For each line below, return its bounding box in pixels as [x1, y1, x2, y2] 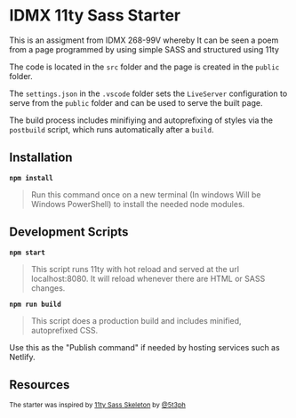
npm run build [9, 300, 62, 309]
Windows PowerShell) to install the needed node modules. [30, 198, 245, 209]
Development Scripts [9, 224, 129, 240]
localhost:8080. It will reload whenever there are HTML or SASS [30, 273, 266, 284]
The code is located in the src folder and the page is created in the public [9, 61, 280, 72]
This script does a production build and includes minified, [30, 315, 242, 326]
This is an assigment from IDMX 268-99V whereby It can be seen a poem [9, 35, 279, 45]
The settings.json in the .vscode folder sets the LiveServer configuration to [9, 88, 288, 99]
